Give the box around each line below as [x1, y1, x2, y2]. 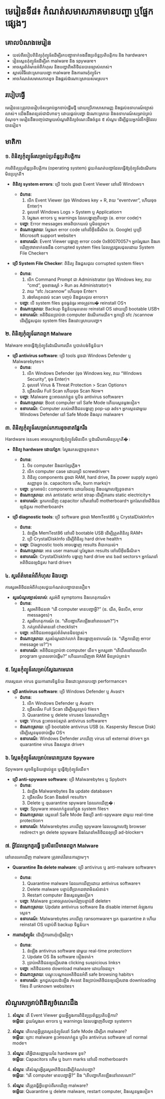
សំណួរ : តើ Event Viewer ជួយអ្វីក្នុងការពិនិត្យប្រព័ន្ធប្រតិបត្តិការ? [12, 1012, 118, 1018]
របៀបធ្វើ [5, 91, 26, 99]
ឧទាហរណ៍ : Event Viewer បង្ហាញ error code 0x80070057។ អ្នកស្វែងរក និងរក [19, 238, 161, 244]
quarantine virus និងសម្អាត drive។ [19, 741, 85, 747]
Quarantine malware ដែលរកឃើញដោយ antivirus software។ [27, 881, 141, 887]
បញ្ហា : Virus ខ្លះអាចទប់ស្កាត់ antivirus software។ [19, 718, 107, 724]
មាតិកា [5, 138, 22, 146]
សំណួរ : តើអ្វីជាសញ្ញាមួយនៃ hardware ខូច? [12, 1050, 86, 1056]
